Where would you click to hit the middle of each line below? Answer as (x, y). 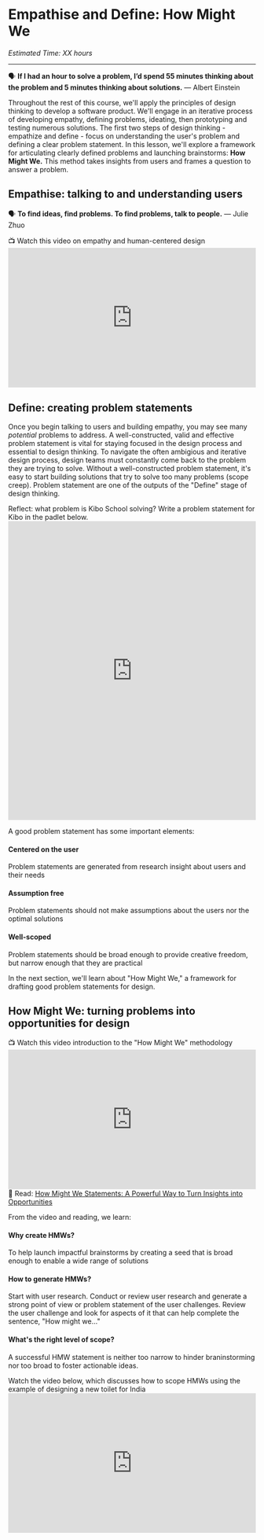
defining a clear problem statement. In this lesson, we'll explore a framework (132, 144)
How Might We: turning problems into (102, 1011)
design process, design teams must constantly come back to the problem (127, 460)
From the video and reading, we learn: (70, 1217)
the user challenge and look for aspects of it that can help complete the (124, 1313)
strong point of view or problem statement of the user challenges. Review (127, 1305)
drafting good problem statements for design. (82, 986)
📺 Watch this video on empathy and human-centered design (107, 241)
